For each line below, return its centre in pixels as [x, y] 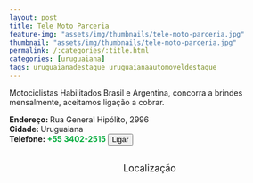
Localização [150, 168]
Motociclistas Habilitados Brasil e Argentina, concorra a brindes [126, 92]
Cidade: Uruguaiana [46, 129]
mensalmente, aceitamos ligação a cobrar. [87, 102]
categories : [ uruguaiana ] [57, 59]
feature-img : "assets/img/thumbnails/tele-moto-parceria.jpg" [127, 34]
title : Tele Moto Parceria [59, 26]
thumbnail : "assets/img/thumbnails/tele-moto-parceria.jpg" [123, 42]
